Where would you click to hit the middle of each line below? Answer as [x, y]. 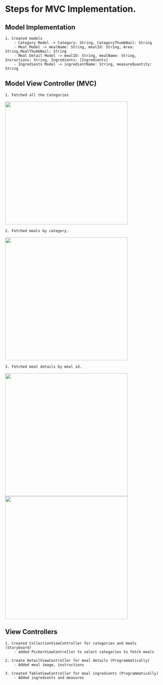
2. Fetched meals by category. [37, 231]
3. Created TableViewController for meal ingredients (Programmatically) [82, 673]
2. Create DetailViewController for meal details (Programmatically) [78, 660]
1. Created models [24, 38]
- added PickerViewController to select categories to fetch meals [84, 652]
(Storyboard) [18, 648]
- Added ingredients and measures [49, 678]
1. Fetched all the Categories [37, 95]
